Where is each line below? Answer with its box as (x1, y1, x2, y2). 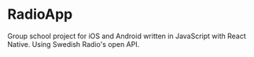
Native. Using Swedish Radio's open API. (7, 39, 140, 48)
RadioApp (7, 5, 73, 23)
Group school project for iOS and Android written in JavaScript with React (7, 31, 247, 41)
